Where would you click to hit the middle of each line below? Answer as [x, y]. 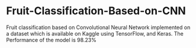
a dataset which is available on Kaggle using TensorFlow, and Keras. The [95, 33]
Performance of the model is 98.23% [51, 40]
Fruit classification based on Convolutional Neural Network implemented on [98, 27]
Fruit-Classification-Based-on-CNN [96, 11]
